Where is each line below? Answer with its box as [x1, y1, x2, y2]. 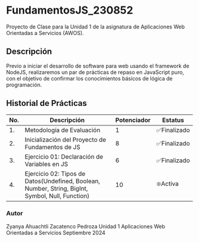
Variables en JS [24, 160, 68, 168]
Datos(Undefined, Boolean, [24, 177, 101, 185]
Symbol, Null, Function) [24, 192, 90, 200]
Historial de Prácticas [6, 98, 87, 108]
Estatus [162, 116, 185, 124]
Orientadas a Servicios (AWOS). [6, 29, 84, 36]
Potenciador [115, 116, 151, 124]
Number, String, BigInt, [24, 184, 88, 192]
